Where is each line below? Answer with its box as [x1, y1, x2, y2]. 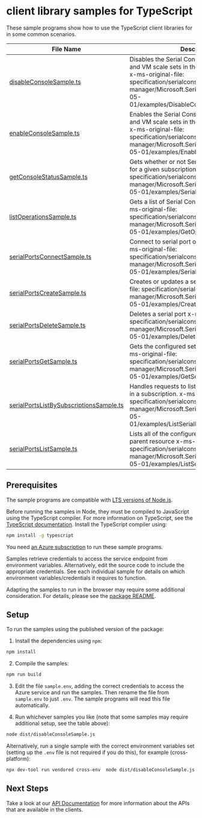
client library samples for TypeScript [6, 4, 193, 18]
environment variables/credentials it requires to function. [6, 574, 147, 581]
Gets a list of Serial [129, 197, 183, 206]
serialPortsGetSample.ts [9, 357, 78, 365]
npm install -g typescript [6, 532, 74, 538]
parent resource [129, 437, 175, 445]
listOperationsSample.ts [9, 212, 77, 221]
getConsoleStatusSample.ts [9, 172, 88, 181]
